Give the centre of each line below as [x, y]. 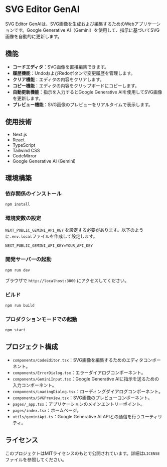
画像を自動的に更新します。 [34, 36]
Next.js [20, 134]
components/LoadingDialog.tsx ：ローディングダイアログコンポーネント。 [88, 391]
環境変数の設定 [23, 218]
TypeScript [24, 145]
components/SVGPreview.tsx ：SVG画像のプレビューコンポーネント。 [82, 398]
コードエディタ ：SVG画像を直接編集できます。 [61, 67]
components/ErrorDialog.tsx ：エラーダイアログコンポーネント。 [79, 372]
